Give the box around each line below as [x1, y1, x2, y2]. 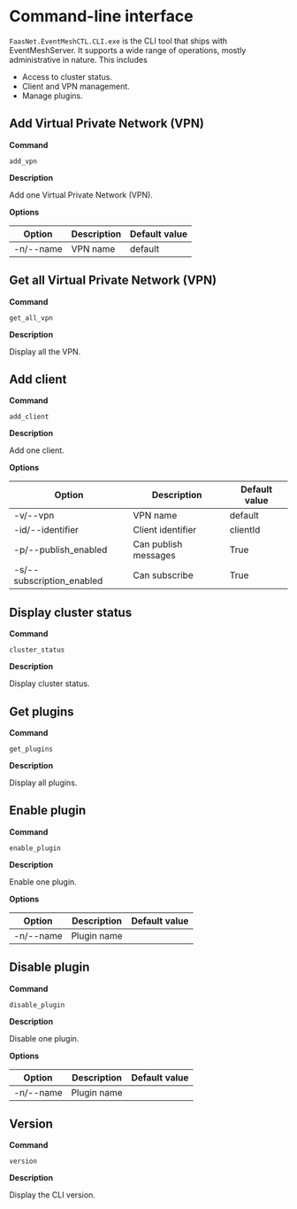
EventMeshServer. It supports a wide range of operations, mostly [9, 44, 247, 55]
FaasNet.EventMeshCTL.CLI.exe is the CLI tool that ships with [9, 35, 228, 46]
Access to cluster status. [21, 71, 113, 82]
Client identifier [133, 524, 197, 536]
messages [133, 550, 176, 562]
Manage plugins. [21, 90, 84, 101]
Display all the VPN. [9, 346, 81, 356]
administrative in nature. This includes [9, 54, 148, 65]
